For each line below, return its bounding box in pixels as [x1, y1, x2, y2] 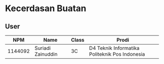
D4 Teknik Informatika [89, 45, 140, 51]
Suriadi [34, 45, 51, 51]
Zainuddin [34, 51, 58, 57]
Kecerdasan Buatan [5, 3, 86, 14]
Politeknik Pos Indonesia [89, 51, 145, 57]
